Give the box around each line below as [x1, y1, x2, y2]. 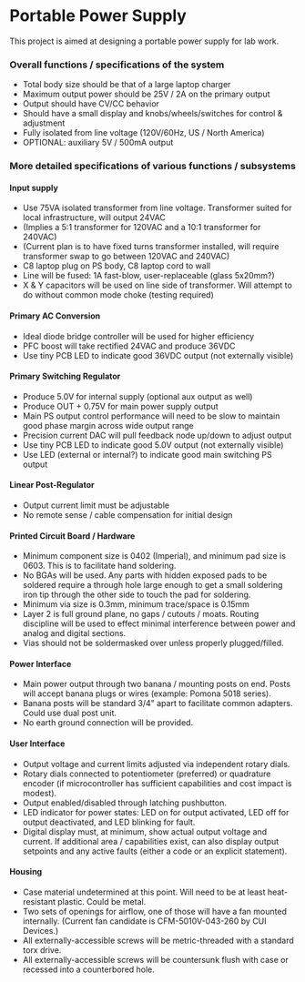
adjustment [22, 117, 66, 128]
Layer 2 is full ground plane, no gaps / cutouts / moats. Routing [22, 609, 259, 620]
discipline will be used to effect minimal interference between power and [22, 618, 296, 629]
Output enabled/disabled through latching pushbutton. [22, 797, 228, 808]
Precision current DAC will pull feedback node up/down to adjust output [22, 430, 292, 440]
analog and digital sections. [22, 628, 127, 639]
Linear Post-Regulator [9, 480, 95, 491]
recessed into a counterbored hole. [22, 964, 155, 975]
